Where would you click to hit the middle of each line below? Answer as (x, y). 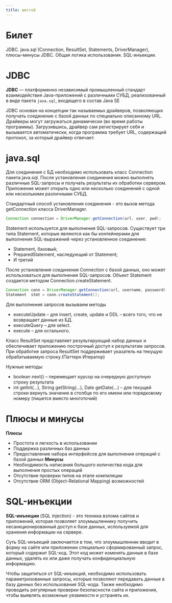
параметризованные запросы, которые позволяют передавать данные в (85, 579)
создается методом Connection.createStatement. (59, 281)
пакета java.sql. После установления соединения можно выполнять (80, 178)
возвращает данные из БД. (43, 320)
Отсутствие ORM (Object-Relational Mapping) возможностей (79, 481)
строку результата (33, 382)
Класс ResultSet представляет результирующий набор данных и (76, 341)
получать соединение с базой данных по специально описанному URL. (84, 116)
